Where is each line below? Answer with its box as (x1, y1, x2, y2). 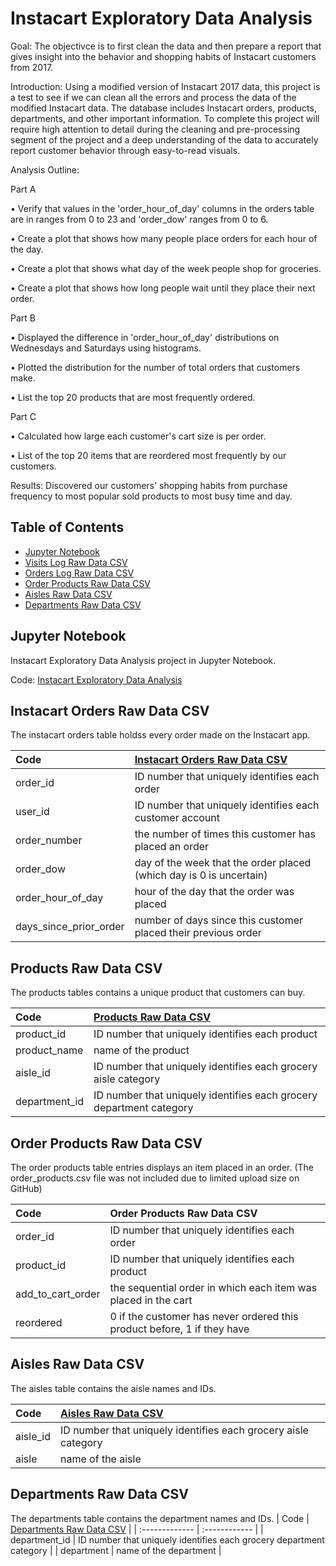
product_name (15, 1043, 84, 1057)
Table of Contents (10, 519, 125, 536)
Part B (10, 312, 36, 324)
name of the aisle (60, 1452, 142, 1466)
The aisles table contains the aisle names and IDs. (10, 1382, 217, 1394)
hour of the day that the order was (134, 885, 295, 899)
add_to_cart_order (15, 1287, 101, 1301)
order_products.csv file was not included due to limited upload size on (10, 1172, 300, 1184)
